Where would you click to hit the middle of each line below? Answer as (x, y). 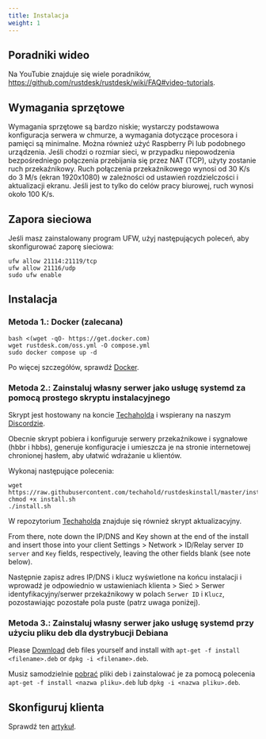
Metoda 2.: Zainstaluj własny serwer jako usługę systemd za (127, 387)
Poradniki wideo (49, 55)
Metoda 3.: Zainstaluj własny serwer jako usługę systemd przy (131, 622)
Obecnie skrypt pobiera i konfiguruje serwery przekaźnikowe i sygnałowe (128, 438)
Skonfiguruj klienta (56, 707)
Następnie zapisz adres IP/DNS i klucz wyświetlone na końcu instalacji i (125, 577)
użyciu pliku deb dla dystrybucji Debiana (88, 633)
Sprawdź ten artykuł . (42, 726)
